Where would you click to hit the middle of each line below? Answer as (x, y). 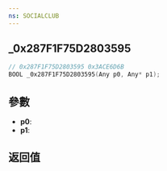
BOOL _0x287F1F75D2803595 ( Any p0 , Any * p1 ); (84, 75)
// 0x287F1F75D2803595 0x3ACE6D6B (67, 67)
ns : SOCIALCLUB (34, 16)
